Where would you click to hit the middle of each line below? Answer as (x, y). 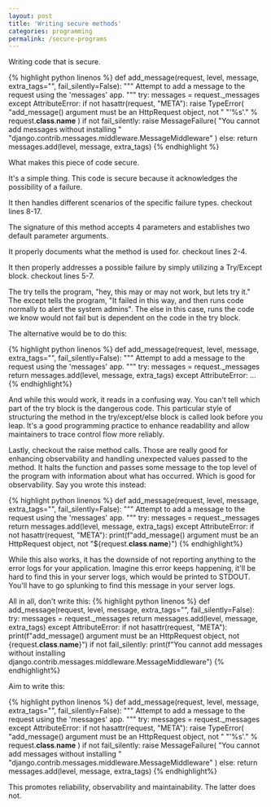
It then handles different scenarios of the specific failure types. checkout (130, 203)
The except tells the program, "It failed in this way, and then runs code (126, 300)
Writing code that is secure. (55, 62)
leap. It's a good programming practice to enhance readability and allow (129, 426)
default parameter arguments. (59, 236)
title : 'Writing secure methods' (65, 24)
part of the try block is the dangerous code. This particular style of (120, 409)
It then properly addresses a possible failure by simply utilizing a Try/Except (135, 268)
